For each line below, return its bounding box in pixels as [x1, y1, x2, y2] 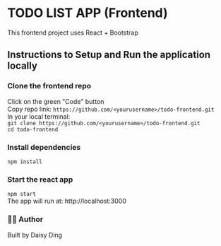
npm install [7, 158, 42, 165]
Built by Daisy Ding [7, 230, 62, 239]
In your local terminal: [7, 112, 71, 121]
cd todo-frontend [7, 126, 59, 133]
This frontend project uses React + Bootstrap [7, 28, 139, 37]
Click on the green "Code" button [7, 97, 104, 105]
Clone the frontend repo [7, 81, 92, 91]
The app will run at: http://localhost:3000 [7, 197, 127, 206]
